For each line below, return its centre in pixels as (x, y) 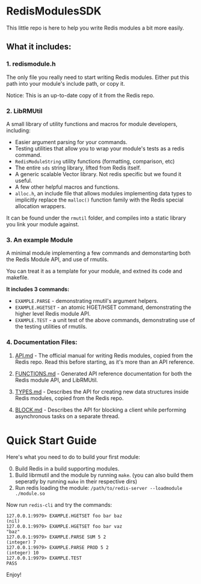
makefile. (17, 278)
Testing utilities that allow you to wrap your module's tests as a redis (100, 148)
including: (19, 130)
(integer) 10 (23, 553)
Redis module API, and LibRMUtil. (56, 380)
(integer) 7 (21, 542)
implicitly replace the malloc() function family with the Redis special (99, 200)
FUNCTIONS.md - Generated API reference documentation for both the (103, 373)
